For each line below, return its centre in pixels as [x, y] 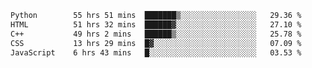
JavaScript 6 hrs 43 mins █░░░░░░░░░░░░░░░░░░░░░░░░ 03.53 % [156, 52]
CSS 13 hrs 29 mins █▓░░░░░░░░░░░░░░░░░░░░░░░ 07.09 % [156, 43]
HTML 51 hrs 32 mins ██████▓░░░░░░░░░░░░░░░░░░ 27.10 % [156, 24]
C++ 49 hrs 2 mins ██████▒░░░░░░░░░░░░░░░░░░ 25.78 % [156, 34]
